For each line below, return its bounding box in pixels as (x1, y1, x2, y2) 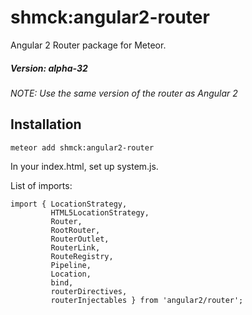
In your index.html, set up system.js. (10, 160, 159, 172)
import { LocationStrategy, (10, 199, 128, 209)
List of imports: (10, 179, 73, 191)
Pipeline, (50, 260, 92, 270)
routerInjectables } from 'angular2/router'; (50, 295, 244, 305)
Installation (10, 116, 82, 133)
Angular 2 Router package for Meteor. (10, 39, 167, 51)
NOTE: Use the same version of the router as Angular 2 (10, 87, 238, 99)
